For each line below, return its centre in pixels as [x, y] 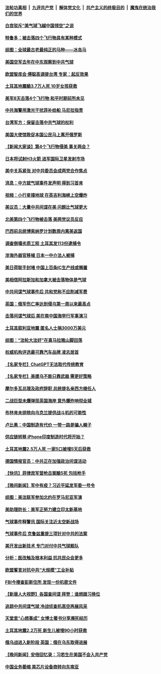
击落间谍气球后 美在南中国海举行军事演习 [46, 316]
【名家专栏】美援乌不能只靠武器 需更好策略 [48, 376]
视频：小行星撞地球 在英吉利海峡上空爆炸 [46, 195]
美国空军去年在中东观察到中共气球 [39, 62]
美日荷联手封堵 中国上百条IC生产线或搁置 [46, 268]
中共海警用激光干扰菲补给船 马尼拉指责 [44, 110]
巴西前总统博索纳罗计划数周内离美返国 [43, 231]
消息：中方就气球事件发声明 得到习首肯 [44, 183]
